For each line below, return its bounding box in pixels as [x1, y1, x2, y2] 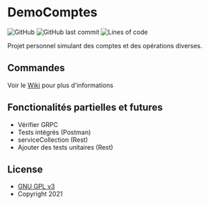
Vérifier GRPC [17, 120, 59, 128]
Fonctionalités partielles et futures [7, 101, 163, 113]
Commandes [7, 62, 65, 74]
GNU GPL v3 [17, 182, 55, 191]
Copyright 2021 [17, 189, 63, 199]
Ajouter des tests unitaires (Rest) [17, 143, 113, 151]
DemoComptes [7, 4, 98, 21]
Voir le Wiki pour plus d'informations [7, 81, 113, 89]
